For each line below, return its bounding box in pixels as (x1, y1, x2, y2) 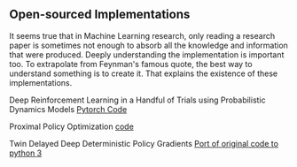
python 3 (9, 148, 43, 158)
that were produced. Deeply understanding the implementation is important (9, 49, 285, 60)
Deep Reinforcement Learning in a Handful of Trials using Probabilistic (9, 95, 266, 105)
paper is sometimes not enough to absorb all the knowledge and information (9, 40, 288, 50)
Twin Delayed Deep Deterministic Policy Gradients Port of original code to (9, 138, 279, 148)
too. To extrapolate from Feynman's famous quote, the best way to (9, 58, 253, 69)
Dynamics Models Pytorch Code (9, 103, 128, 114)
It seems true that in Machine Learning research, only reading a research (9, 30, 276, 41)
